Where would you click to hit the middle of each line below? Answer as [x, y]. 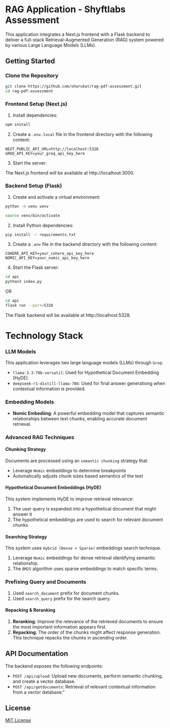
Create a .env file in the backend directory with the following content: [85, 244]
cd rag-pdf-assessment [29, 91]
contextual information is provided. [49, 389]
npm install [18, 124]
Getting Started [30, 61]
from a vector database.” [39, 692]
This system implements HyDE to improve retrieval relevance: [70, 499]
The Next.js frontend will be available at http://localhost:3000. [70, 173]
